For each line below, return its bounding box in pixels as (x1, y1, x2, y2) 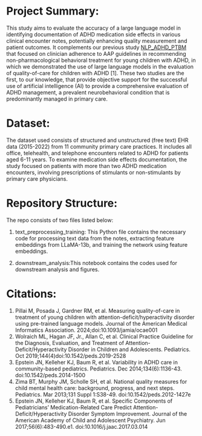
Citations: (6, 287, 57, 301)
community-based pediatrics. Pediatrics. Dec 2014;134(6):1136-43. (15, 365, 183, 372)
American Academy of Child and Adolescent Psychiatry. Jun (15, 417, 166, 424)
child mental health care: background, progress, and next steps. (15, 384, 175, 392)
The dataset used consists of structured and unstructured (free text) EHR (6, 136, 189, 144)
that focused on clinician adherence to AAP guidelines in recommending (6, 50, 186, 57)
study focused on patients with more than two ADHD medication (6, 162, 167, 169)
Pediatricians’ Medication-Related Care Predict (15, 403, 132, 411)
